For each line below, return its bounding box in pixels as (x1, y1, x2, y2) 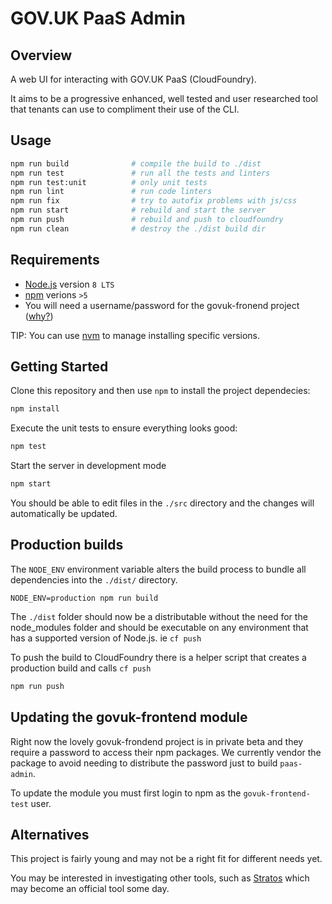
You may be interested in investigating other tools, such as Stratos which (10, 872, 310, 884)
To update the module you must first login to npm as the (10, 787, 242, 799)
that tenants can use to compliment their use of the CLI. (10, 103, 240, 115)
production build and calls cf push (10, 662, 152, 674)
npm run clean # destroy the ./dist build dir (10, 223, 267, 234)
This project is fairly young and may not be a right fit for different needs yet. (10, 853, 323, 865)
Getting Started (10, 358, 109, 376)
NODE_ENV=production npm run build (10, 593, 159, 603)
